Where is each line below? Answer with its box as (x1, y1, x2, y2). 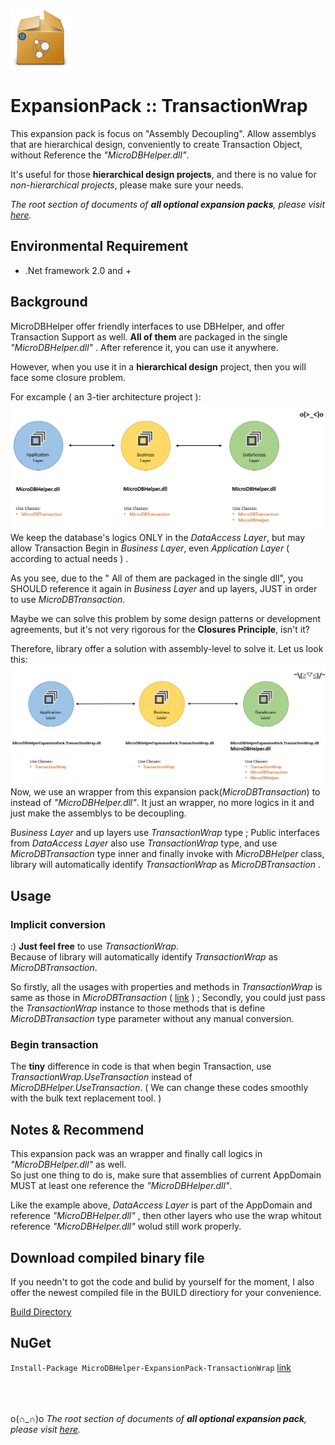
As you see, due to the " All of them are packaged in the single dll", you (10, 572, 304, 584)
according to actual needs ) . (10, 553, 129, 565)
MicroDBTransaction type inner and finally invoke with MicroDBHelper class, (10, 848, 325, 860)
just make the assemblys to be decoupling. (10, 807, 187, 819)
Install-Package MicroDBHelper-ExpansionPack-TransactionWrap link (10, 1361, 292, 1373)
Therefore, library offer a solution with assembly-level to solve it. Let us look (10, 643, 324, 655)
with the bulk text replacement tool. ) (10, 1092, 162, 1104)
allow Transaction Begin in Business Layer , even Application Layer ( (10, 542, 290, 554)
